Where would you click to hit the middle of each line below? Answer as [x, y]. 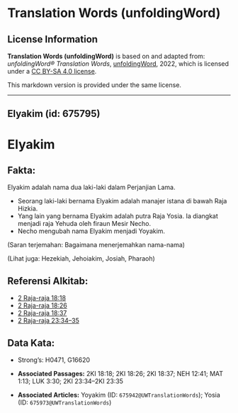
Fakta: [22, 170]
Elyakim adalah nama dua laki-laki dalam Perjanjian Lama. [91, 187]
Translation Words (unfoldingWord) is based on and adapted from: [106, 56]
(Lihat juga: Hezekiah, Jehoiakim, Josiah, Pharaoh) [81, 259]
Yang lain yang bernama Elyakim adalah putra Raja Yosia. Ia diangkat [118, 216]
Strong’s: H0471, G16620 [54, 360]
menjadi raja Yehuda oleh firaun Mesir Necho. [84, 224]
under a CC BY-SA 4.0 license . [52, 71]
